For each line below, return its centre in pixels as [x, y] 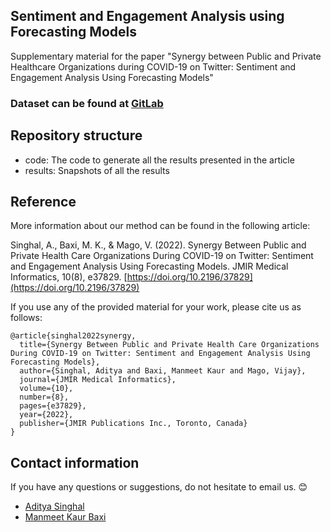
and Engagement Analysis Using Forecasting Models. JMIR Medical [149, 266]
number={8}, [44, 397]
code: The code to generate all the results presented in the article [159, 160]
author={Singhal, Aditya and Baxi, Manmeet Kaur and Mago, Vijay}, [163, 371]
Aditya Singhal [54, 506]
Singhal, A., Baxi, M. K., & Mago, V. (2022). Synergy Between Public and [158, 245]
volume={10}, [46, 389]
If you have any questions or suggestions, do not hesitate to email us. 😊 [159, 487]
